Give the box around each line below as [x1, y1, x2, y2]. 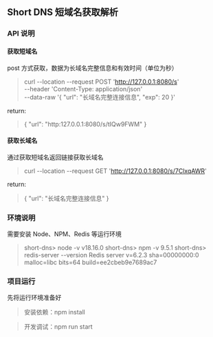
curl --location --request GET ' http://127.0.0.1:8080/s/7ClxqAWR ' [23, 167, 208, 175]
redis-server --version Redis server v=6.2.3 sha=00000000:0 [23, 251, 199, 259]
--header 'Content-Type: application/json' [23, 84, 143, 93]
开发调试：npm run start [23, 323, 93, 331]
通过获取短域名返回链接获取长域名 [7, 153, 104, 161]
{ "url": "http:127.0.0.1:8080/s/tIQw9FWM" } [23, 119, 147, 128]
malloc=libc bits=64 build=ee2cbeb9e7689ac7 [23, 258, 157, 266]
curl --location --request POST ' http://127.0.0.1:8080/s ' [23, 78, 179, 86]
